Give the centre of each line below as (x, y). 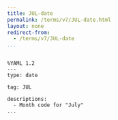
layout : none (26, 26)
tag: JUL (19, 87)
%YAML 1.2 (21, 63)
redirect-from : (29, 32)
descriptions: (27, 100)
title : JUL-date (30, 13)
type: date (23, 76)
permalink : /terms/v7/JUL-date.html (59, 20)
